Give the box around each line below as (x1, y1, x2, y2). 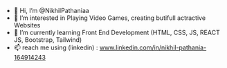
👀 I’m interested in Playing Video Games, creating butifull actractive (13, 14, 206, 22)
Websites (13, 21, 41, 29)
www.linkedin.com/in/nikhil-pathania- (99, 43, 207, 52)
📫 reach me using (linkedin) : (13, 43, 98, 52)
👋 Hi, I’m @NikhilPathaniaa (13, 7, 90, 14)
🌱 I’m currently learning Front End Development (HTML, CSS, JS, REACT (13, 28, 220, 36)
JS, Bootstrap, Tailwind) (13, 36, 82, 44)
